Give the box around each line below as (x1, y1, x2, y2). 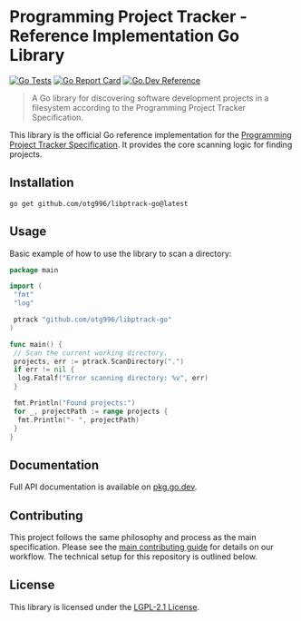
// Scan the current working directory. (13, 348, 169, 358)
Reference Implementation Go (9, 25, 240, 46)
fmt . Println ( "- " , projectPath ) (17, 415, 141, 424)
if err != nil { (13, 365, 75, 374)
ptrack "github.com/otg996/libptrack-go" (13, 315, 172, 324)
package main (9, 265, 59, 274)
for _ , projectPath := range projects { (13, 407, 169, 416)
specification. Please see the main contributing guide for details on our (9, 542, 274, 553)
